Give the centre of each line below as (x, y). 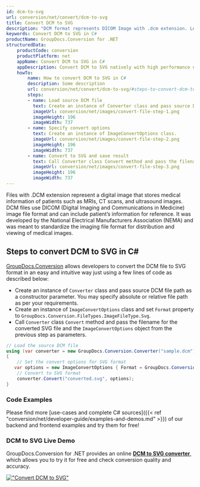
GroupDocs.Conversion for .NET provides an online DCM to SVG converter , (99, 454)
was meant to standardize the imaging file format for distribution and (90, 227)
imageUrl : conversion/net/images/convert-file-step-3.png (106, 167)
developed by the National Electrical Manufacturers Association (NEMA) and (100, 220)
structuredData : (26, 45)
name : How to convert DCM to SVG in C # (77, 78)
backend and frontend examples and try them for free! (73, 425)
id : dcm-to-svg (25, 12)
